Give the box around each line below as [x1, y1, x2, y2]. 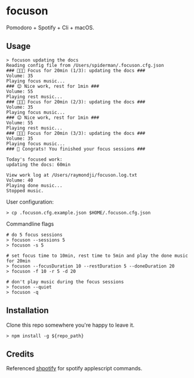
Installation [6, 306, 49, 316]
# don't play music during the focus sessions [6, 279, 124, 285]
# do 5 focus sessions [6, 232, 63, 238]
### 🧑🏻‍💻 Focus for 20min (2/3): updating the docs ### [6, 99, 146, 105]
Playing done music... [6, 182, 63, 189]
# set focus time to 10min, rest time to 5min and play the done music [6, 253, 188, 259]
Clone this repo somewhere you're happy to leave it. [6, 321, 135, 328]
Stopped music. [6, 188, 44, 193]
